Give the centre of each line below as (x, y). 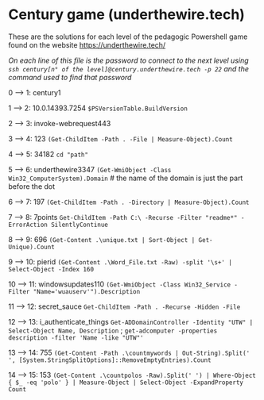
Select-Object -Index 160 (51, 269)
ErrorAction (28, 225)
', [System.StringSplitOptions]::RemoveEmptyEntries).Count (110, 360)
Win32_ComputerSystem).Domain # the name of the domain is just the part (126, 178)
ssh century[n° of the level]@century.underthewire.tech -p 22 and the (128, 68)
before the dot (32, 186)
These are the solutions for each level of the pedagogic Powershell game (128, 37)
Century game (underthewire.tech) (126, 15)
